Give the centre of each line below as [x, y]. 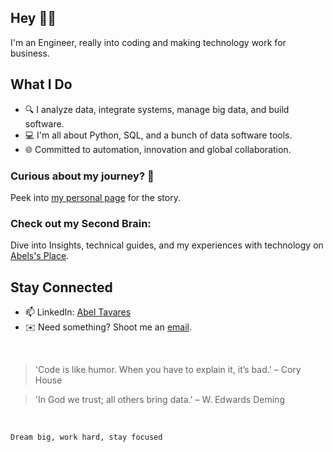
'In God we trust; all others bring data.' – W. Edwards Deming [159, 400]
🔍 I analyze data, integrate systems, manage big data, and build [157, 109]
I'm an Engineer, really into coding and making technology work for [148, 42]
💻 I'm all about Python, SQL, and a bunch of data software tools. [158, 135]
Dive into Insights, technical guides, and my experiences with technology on [167, 245]
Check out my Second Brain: [81, 223]
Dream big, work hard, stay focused [86, 437]
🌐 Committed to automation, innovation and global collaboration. [158, 149]
